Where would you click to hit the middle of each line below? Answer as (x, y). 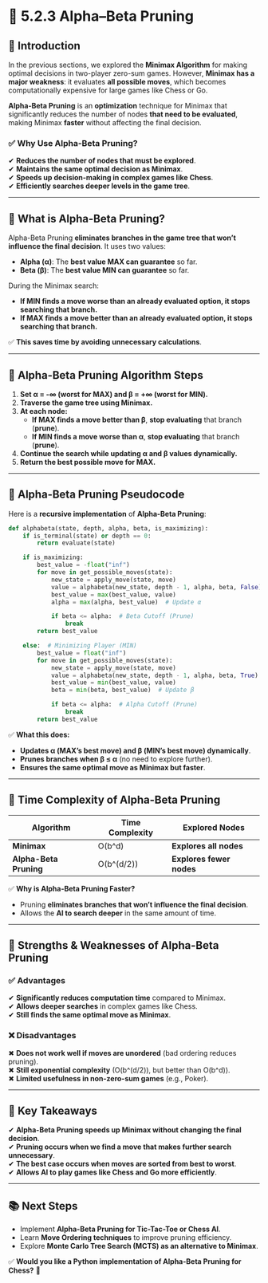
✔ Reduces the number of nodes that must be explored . (102, 161)
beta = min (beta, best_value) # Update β (122, 690)
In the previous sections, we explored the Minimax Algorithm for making (128, 65)
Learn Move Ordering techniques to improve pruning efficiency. (126, 1238)
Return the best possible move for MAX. (88, 462)
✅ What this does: (39, 734)
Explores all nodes (207, 846)
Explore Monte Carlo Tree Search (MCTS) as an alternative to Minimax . (139, 1246)
